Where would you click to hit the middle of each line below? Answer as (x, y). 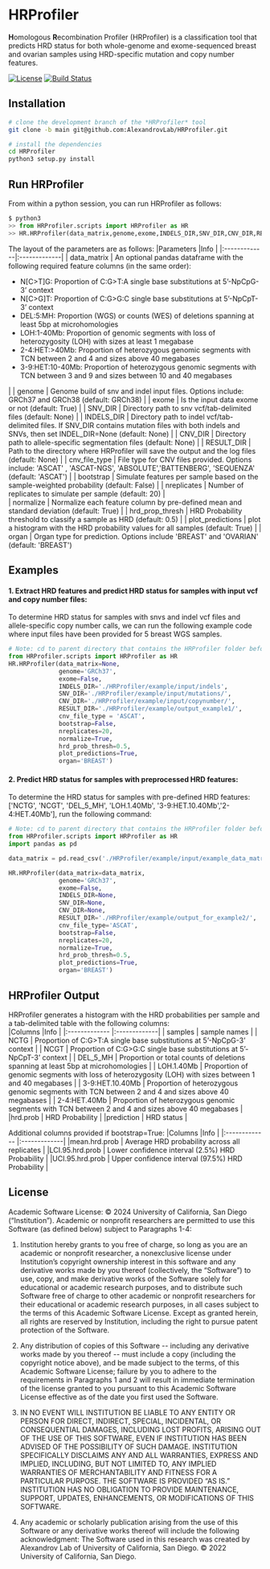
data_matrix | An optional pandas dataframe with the (156, 257)
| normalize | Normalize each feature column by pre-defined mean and (125, 502)
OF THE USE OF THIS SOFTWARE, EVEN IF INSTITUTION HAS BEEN (133, 1438)
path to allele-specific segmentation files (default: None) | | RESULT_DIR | (130, 442)
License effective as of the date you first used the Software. (119, 1397)
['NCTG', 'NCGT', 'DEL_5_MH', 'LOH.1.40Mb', (82, 805)
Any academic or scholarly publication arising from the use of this (129, 1522)
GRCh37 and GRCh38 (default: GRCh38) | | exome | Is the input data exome (133, 399)
